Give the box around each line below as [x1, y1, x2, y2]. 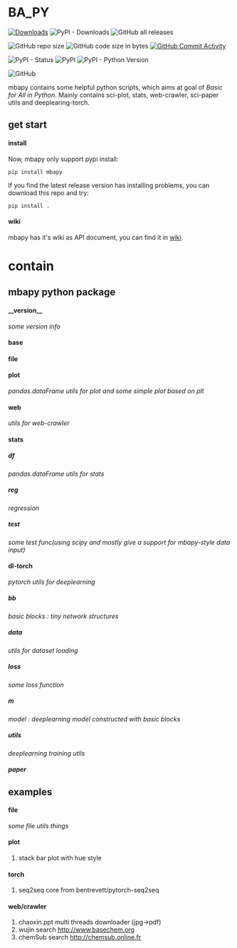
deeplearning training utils [8, 749, 85, 757]
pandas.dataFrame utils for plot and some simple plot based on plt [8, 386, 205, 395]
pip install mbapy [8, 168, 63, 175]
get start [8, 119, 47, 131]
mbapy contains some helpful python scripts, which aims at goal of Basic [8, 83, 223, 91]
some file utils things [8, 821, 69, 830]
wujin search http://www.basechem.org [18, 925, 135, 934]
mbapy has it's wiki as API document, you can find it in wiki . [8, 233, 184, 241]
